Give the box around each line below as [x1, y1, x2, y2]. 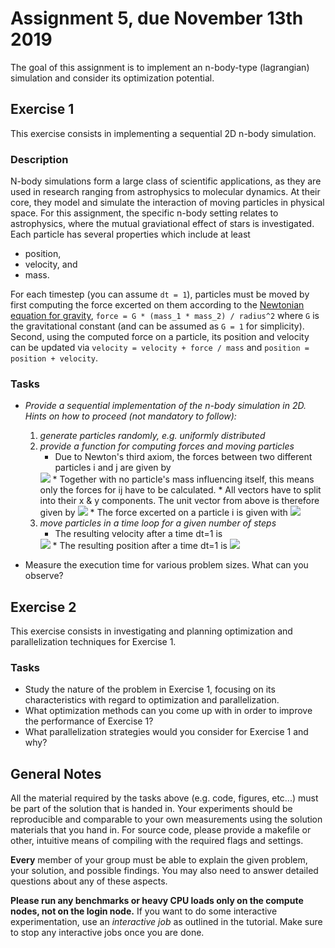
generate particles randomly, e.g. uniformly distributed [39, 430, 266, 442]
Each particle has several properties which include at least [10, 228, 251, 241]
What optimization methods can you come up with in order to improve [24, 705, 313, 717]
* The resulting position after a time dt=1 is [52, 540, 228, 552]
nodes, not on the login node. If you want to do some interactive [10, 905, 278, 917]
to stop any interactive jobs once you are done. [10, 927, 205, 939]
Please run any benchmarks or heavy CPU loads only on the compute [10, 895, 304, 907]
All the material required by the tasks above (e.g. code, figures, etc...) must [10, 792, 319, 804]
